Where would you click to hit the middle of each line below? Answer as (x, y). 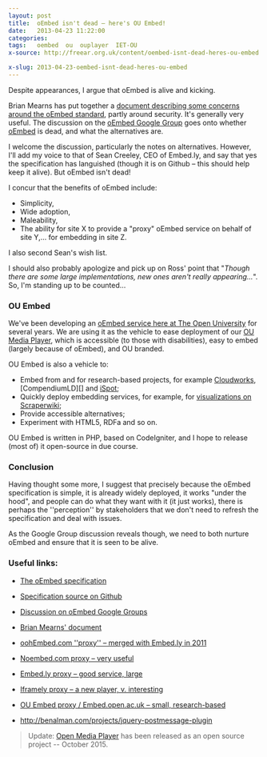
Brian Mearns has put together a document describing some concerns (124, 106)
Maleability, (39, 220)
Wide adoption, (45, 211)
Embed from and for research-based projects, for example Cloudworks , (138, 380)
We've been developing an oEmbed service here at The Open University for (133, 323)
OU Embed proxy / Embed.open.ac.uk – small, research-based (123, 704)
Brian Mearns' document (61, 627)
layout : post (30, 16)
